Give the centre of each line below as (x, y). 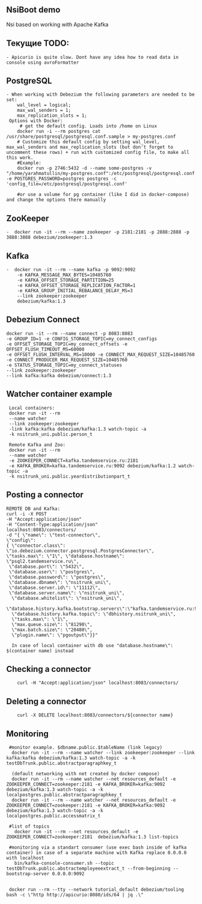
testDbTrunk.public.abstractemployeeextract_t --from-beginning (88, 869)
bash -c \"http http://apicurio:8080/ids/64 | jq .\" (75, 895)
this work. (20, 158)
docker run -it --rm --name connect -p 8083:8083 (70, 333)
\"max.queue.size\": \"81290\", (52, 624)
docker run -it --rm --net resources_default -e (76, 832)
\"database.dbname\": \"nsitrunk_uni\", (60, 582)
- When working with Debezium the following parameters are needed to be (101, 95)
